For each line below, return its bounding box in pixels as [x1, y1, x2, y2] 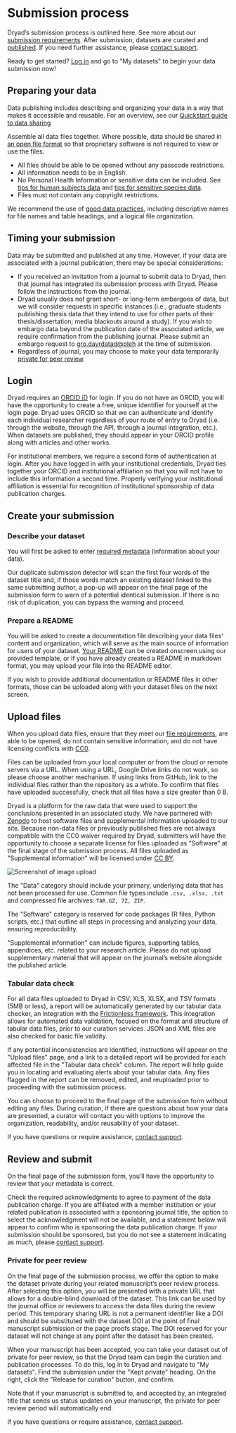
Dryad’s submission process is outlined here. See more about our [7, 28, 197, 37]
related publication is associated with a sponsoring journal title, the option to [7, 1208, 228, 1217]
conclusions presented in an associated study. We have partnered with [7, 809, 213, 818]
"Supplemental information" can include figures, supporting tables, [7, 938, 202, 947]
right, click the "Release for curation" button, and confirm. [7, 1375, 176, 1384]
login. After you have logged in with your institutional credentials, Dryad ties [7, 459, 227, 468]
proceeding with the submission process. [7, 1083, 127, 1091]
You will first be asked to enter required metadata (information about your [7, 547, 220, 556]
